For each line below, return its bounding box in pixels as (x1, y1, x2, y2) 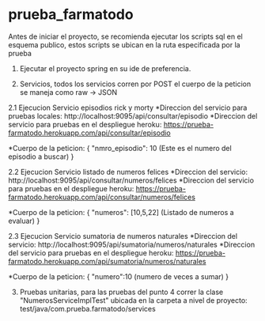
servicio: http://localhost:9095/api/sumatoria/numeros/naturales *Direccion (8, 240, 256, 249)
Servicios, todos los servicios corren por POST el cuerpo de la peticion (19, 79, 252, 89)
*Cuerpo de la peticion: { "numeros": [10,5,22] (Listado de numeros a (8, 207, 235, 217)
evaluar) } (8, 216, 40, 225)
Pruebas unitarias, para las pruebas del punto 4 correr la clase (19, 287, 224, 296)
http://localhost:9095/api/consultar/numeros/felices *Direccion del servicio (8, 176, 255, 185)
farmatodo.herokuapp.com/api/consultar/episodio (8, 128, 172, 138)
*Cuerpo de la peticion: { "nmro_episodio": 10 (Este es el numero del (8, 143, 232, 153)
